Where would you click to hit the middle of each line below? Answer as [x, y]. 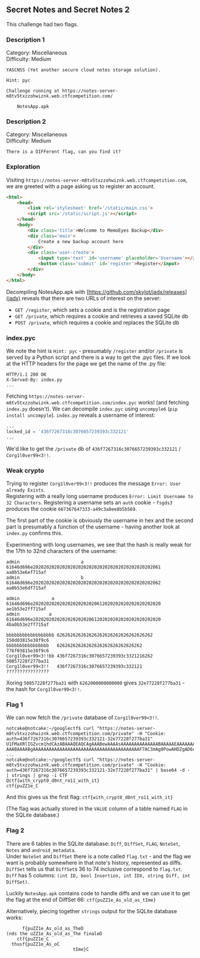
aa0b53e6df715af [26, 588]
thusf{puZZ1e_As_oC [36, 944]
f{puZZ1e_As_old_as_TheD [53, 928]
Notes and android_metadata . [41, 850]
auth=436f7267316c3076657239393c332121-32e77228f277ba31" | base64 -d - [98, 770]
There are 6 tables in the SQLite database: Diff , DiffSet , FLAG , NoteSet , [93, 843]
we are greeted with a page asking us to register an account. [81, 186]
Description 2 [26, 122]
